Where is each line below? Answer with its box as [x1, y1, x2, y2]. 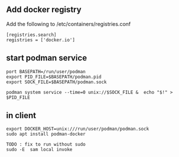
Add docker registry [6, 5, 82, 15]
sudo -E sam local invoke [6, 147, 73, 153]
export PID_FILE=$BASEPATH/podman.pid [6, 74, 102, 80]
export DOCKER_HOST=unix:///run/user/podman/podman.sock [6, 126, 149, 132]
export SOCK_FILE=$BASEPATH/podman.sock [6, 79, 108, 85]
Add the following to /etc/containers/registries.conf [6, 20, 131, 27]
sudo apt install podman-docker [6, 131, 86, 138]
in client [6, 110, 37, 120]
